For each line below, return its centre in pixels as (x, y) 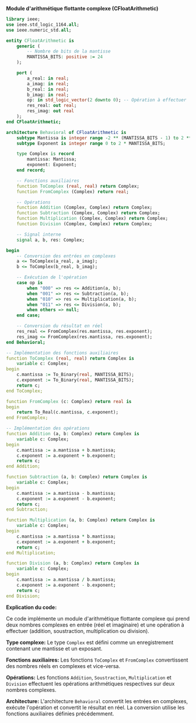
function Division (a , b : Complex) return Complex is (73, 563)
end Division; (23, 596)
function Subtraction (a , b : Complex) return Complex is (77, 477)
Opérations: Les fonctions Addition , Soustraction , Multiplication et (89, 677)
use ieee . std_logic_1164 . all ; (43, 25)
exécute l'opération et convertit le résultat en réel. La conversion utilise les (95, 707)
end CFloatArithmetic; (34, 122)
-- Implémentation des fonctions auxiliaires (62, 353)
